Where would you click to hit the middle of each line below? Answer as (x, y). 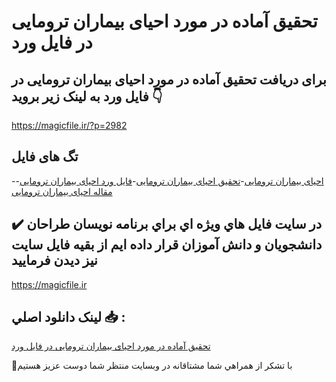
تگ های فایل (45, 156)
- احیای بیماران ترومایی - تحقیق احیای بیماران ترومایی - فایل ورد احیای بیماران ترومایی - (167, 181)
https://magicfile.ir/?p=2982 (69, 125)
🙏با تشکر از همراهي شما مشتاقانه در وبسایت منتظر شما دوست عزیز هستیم (152, 366)
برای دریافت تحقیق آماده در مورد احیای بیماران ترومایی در (169, 79)
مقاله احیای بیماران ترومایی (62, 191)
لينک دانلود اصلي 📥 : (68, 317)
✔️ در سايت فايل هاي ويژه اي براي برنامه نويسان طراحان (167, 224)
